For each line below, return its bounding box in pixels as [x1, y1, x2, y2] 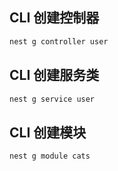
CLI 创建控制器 [9, 9, 100, 27]
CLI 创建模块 [9, 124, 87, 141]
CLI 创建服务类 [9, 67, 100, 84]
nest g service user [9, 94, 96, 104]
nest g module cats [9, 151, 91, 162]
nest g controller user [9, 36, 109, 47]
